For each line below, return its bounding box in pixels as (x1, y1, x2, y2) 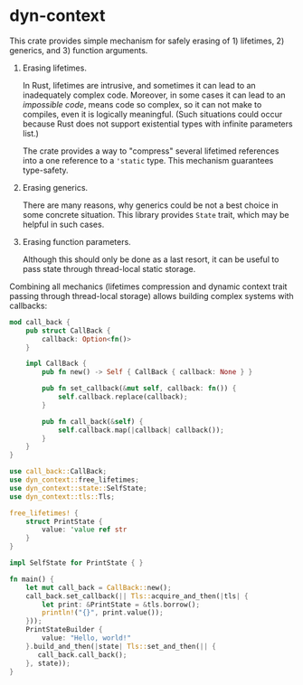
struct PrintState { (25, 517, 103, 526)
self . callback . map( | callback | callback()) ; (57, 426, 224, 435)
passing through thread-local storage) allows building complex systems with (9, 290, 294, 301)
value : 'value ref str (42, 525, 128, 534)
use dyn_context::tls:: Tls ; (9, 492, 116, 502)
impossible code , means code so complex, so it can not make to (22, 99, 262, 109)
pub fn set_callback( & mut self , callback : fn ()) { (42, 384, 237, 393)
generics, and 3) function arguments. (9, 44, 148, 55)
